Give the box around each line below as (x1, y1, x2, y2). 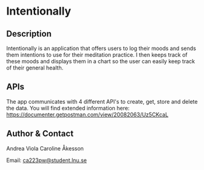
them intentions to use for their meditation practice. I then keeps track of (6, 51, 188, 58)
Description (6, 29, 52, 39)
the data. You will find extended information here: (6, 104, 130, 112)
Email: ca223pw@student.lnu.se (6, 157, 87, 164)
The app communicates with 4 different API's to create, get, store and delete (6, 97, 198, 105)
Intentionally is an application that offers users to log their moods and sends (6, 44, 196, 52)
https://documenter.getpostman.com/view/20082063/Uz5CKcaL (6, 111, 169, 118)
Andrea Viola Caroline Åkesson (6, 144, 84, 152)
